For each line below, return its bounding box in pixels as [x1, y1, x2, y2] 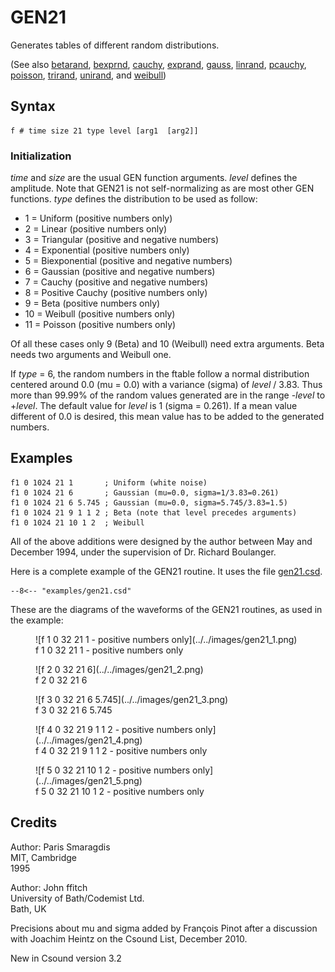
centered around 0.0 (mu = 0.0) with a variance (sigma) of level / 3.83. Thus [10, 379, 323, 391]
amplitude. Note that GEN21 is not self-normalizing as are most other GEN [10, 182, 315, 195]
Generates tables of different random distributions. [10, 39, 220, 51]
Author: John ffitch [10, 881, 88, 893]
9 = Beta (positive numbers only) [24, 297, 161, 310]
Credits [10, 814, 58, 831]
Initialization [10, 149, 72, 163]
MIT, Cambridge [10, 851, 77, 863]
